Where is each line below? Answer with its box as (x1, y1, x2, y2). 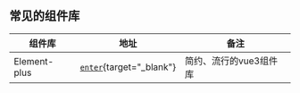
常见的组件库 (9, 8, 80, 24)
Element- (13, 55, 54, 67)
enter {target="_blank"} (79, 61, 177, 73)
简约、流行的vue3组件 (184, 55, 279, 67)
